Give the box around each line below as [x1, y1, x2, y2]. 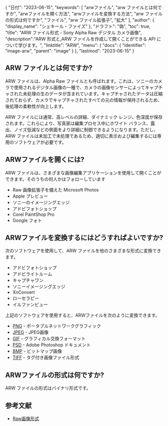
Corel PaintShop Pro [12, 211, 55, 217]
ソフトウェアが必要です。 [14, 139, 67, 145]
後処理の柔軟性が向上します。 [5, 103, 67, 109]
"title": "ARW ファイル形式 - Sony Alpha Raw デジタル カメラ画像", [5, 30, 142, 35]
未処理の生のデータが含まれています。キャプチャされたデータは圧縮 [22, 90, 163, 97]
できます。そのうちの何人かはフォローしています [5, 176, 106, 182]
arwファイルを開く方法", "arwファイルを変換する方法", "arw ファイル [20, 11, 163, 17]
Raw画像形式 [12, 415, 40, 422]
